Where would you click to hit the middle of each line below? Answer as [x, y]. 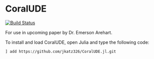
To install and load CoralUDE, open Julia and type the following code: [77, 42]
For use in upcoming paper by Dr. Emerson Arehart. [59, 32]
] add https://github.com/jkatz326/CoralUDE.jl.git [61, 51]
